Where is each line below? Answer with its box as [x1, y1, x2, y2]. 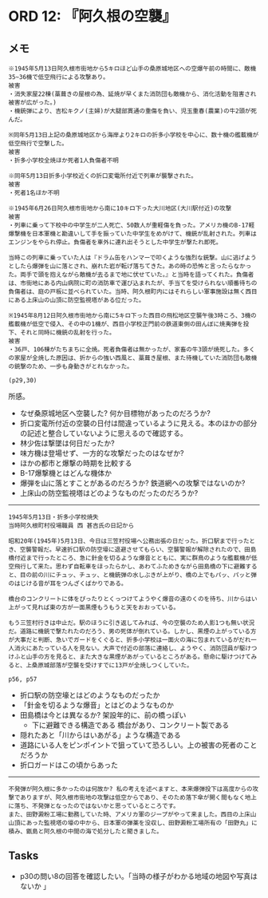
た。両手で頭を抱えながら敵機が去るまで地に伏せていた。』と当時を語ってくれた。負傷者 [8, 271, 254, 279]
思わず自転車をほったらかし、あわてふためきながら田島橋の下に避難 [55, 563, 246, 571]
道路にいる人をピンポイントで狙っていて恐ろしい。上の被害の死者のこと [19, 740, 258, 750]
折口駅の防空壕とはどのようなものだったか [19, 690, 160, 699]
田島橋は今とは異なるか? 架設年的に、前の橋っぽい [19, 710, 187, 719]
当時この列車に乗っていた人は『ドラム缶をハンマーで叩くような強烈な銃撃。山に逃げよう [8, 254, 257, 262]
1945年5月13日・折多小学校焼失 [8, 513, 99, 521]
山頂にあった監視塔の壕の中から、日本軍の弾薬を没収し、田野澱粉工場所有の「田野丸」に [8, 819, 258, 827]
